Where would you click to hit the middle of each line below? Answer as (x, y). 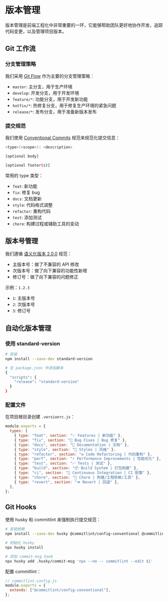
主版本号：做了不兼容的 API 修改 (46, 264)
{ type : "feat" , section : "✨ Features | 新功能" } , (68, 436)
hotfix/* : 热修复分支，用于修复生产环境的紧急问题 (64, 105)
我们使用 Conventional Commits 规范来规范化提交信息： (62, 138)
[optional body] (22, 156)
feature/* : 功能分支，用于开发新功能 (50, 99)
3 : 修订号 (21, 311)
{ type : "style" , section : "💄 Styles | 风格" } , (65, 449)
